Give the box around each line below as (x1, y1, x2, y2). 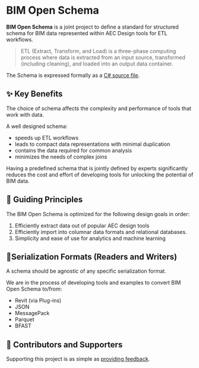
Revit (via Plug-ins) (14, 297, 62, 304)
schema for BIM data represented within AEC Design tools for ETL (6, 29, 168, 36)
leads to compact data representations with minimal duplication (14, 141, 170, 148)
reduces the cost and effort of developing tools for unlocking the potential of (6, 171, 194, 178)
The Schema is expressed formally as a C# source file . (6, 71, 140, 79)
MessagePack (14, 310, 50, 317)
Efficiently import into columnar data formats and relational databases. (14, 228, 187, 235)
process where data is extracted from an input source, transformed (20, 54, 186, 61)
